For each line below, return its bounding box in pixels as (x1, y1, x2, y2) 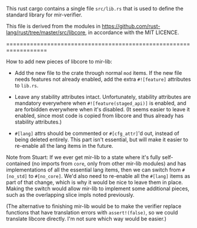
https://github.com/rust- (102, 23, 161, 29)
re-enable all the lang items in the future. (14, 143, 113, 149)
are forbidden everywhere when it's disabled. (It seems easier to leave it (14, 106, 190, 113)
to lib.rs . (14, 82, 39, 89)
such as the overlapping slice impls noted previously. (6, 191, 135, 198)
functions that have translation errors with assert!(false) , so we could (6, 209, 178, 216)
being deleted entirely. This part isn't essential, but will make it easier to (14, 136, 188, 143)
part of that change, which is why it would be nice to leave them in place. (6, 179, 183, 186)
